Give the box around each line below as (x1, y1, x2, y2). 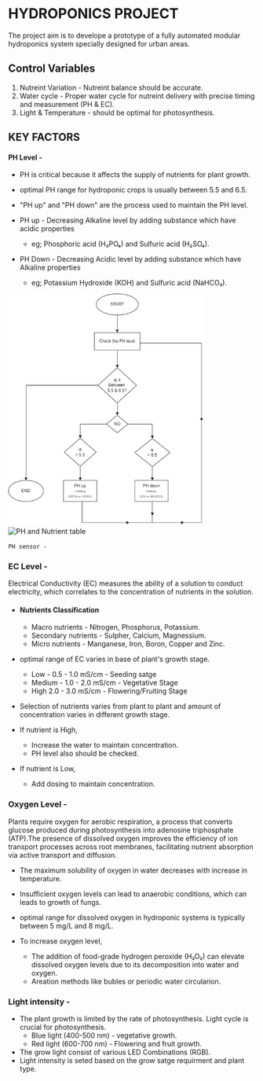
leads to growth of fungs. (19, 897, 102, 906)
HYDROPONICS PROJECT (8, 5, 179, 23)
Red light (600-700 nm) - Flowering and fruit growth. (31, 1039, 203, 1048)
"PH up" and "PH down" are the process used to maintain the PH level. (19, 200, 249, 210)
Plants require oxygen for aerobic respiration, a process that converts (8, 817, 233, 826)
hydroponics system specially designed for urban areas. (8, 39, 190, 48)
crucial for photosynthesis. (19, 1022, 107, 1031)
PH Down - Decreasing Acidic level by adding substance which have (19, 255, 242, 264)
